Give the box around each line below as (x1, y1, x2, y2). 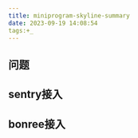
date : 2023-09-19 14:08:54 (8, 19, 98, 27)
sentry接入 (8, 88, 63, 101)
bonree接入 (8, 117, 66, 131)
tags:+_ (8, 26, 34, 34)
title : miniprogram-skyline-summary (8, 11, 130, 20)
